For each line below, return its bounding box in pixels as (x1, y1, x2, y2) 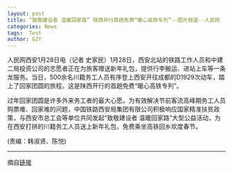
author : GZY (7, 36, 42, 43)
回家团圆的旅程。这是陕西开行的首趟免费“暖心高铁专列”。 (19, 82, 183, 90)
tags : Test (7, 29, 42, 37)
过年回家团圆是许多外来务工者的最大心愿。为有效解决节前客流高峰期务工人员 (7, 96, 226, 104)
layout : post (7, 10, 45, 17)
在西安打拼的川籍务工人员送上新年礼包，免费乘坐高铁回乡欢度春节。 (7, 122, 202, 131)
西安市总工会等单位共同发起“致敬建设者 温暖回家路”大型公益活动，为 (25, 113, 221, 122)
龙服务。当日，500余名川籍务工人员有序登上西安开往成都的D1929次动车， (7, 73, 219, 82)
